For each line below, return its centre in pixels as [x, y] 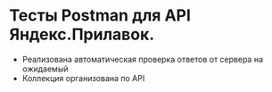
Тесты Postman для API [100, 16]
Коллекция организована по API [83, 78]
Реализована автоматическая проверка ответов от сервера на [143, 59]
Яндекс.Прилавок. [82, 34]
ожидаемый [45, 69]
